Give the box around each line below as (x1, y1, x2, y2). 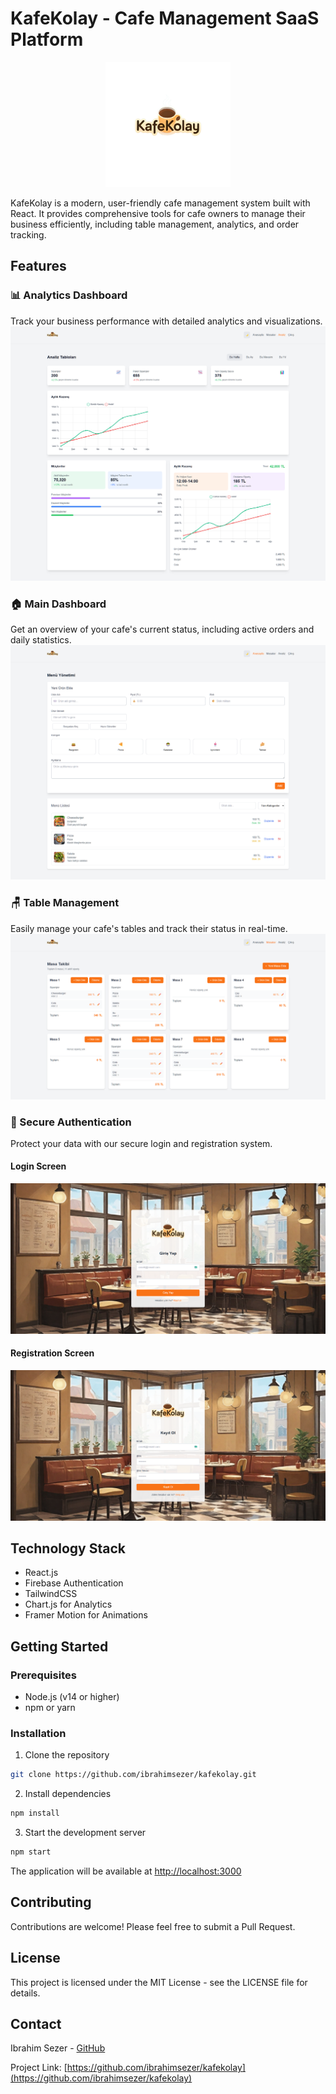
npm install (10, 1808, 60, 1819)
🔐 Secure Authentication (10, 1115, 132, 1129)
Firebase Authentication (24, 1577, 124, 1589)
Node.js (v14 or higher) (24, 1691, 120, 1703)
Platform (10, 28, 84, 51)
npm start (10, 1847, 52, 1857)
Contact (10, 2016, 62, 2033)
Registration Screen (10, 1347, 95, 1359)
